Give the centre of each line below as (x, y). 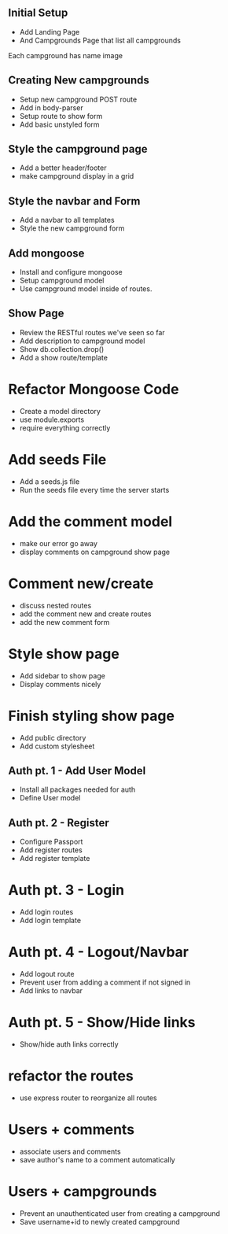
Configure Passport (51, 842)
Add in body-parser (51, 107)
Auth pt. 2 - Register (59, 823)
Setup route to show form (61, 116)
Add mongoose (46, 253)
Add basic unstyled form (59, 124)
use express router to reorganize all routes (88, 1098)
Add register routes (51, 850)
